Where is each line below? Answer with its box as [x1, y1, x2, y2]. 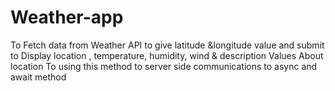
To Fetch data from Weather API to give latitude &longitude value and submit [10, 39, 325, 51]
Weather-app [10, 6, 124, 29]
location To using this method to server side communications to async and [10, 60, 318, 72]
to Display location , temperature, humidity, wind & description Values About [10, 49, 324, 61]
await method [10, 71, 67, 83]
